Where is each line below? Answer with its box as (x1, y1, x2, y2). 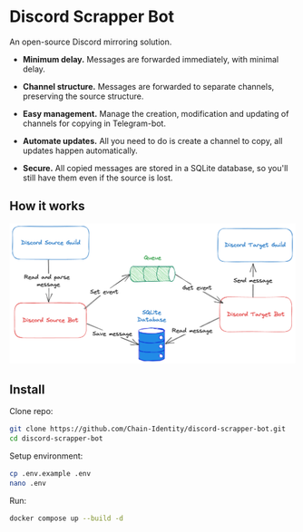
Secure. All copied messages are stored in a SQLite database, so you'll (22, 162, 288, 173)
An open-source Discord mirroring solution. (9, 36, 172, 47)
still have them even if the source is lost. (22, 172, 173, 183)
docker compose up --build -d (9, 514, 124, 523)
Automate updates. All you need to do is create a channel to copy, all (22, 135, 283, 146)
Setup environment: (9, 450, 83, 461)
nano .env (9, 479, 47, 488)
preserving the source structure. (22, 91, 144, 102)
